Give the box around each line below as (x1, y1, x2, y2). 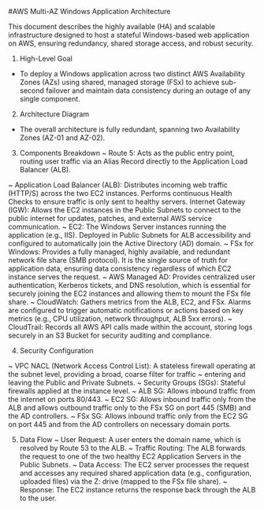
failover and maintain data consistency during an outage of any (46, 86, 251, 95)
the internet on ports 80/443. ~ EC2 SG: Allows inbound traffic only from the (8, 395, 256, 404)
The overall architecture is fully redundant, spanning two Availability (19, 125, 240, 134)
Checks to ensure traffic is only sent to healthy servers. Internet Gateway (8, 197, 246, 206)
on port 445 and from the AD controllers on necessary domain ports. (8, 420, 232, 429)
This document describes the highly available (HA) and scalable (8, 22, 215, 31)
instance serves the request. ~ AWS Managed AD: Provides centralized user (8, 272, 256, 282)
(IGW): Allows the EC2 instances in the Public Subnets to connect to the (8, 205, 242, 215)
